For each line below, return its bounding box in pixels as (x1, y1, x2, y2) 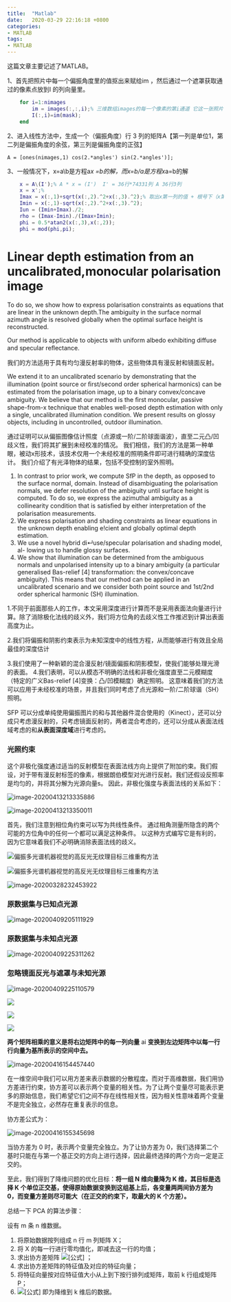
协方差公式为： (7, 1114, 49, 1123)
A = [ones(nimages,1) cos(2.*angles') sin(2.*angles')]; (7, 154, 174, 161)
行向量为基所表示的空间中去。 (7, 1046, 91, 1054)
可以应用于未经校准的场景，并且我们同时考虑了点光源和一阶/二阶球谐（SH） (7, 685, 223, 694)
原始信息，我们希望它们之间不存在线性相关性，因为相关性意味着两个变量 (19, 1091, 224, 1100)
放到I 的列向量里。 (36, 86, 89, 93)
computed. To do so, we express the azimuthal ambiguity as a (16, 494, 193, 502)
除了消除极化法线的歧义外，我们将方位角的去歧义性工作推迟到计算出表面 (19, 613, 224, 621)
